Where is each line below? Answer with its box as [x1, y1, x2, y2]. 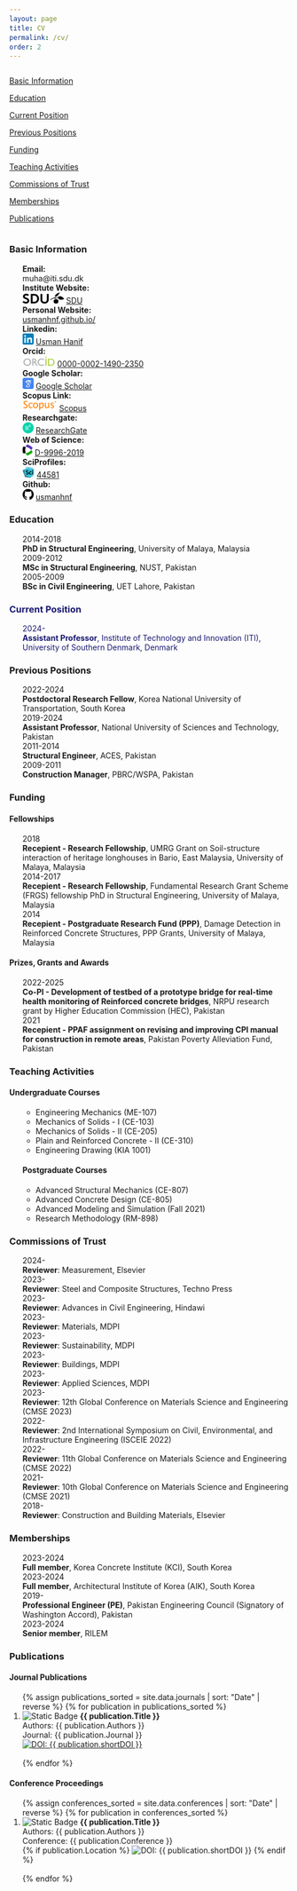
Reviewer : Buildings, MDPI [21, 1359, 120, 1370]
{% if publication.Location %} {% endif [21, 1845, 286, 1855]
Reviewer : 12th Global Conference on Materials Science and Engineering [21, 1396, 289, 1407]
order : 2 [9, 43, 42, 51]
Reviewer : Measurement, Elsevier [21, 1265, 146, 1276]
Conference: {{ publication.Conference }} [21, 1836, 173, 1847]
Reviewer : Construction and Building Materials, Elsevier [21, 1510, 226, 1521]
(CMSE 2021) [21, 1491, 71, 1502]
